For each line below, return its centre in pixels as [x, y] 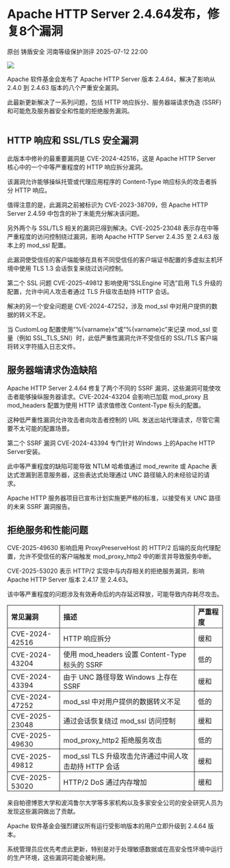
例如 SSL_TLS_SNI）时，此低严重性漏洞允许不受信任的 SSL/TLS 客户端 [118, 338]
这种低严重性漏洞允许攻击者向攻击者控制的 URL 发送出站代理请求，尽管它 [111, 420]
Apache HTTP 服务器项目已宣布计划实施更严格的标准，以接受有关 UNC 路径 [114, 498]
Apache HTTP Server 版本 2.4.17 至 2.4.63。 [69, 580]
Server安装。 [26, 451]
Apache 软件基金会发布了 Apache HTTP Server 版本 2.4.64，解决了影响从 [111, 79]
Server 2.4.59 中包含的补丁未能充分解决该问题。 [75, 213]
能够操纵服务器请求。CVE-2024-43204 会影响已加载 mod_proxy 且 [114, 396]
